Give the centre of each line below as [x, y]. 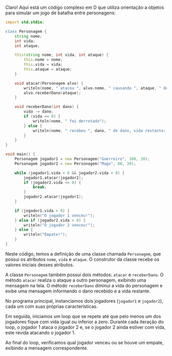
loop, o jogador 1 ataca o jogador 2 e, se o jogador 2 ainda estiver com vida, [85, 327]
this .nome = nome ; [43, 60]
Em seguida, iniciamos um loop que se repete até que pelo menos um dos [83, 316]
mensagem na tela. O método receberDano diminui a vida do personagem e [84, 285]
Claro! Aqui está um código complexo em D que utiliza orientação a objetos [85, 7]
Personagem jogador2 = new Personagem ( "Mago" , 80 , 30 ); [76, 163]
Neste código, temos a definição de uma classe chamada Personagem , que [83, 254]
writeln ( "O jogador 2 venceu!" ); [59, 225]
